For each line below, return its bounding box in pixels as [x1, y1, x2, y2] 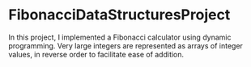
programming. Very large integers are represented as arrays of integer [8, 40, 243, 50]
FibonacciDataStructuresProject [8, 6, 231, 24]
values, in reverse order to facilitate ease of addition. [8, 49, 185, 59]
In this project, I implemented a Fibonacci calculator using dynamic [8, 32, 232, 42]
